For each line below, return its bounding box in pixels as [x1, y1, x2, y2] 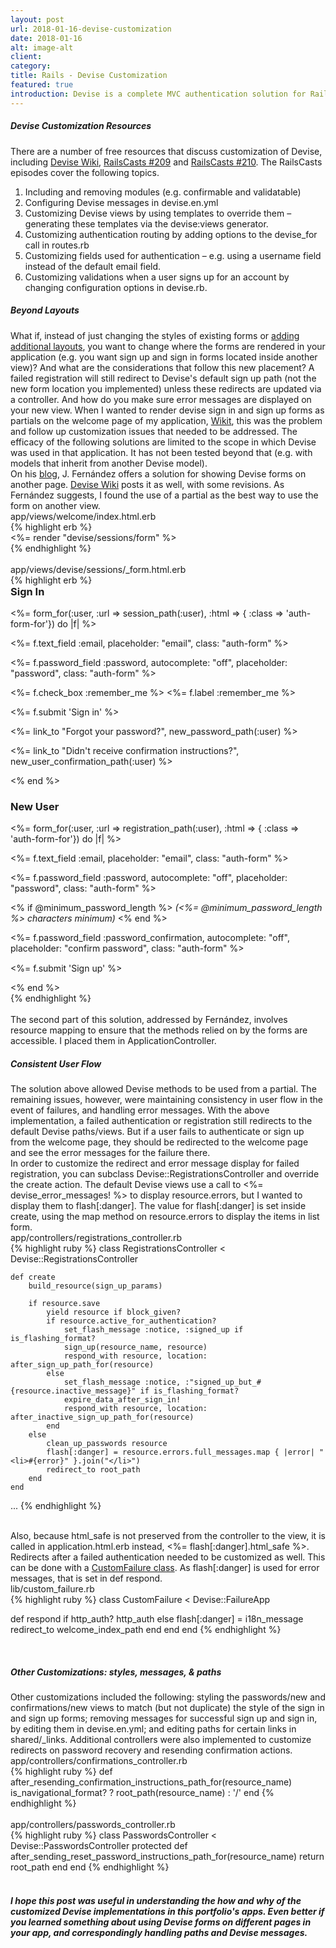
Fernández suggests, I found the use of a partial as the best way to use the [10, 489, 319, 501]
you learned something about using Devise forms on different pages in [10, 1916, 312, 1928]
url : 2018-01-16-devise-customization [10, 24, 172, 34]
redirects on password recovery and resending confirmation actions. [10, 1744, 293, 1756]
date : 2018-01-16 [10, 33, 83, 43]
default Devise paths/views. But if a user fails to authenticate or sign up [10, 1126, 305, 1138]
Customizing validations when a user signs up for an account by [24, 271, 290, 283]
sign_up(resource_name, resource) [63, 1342, 208, 1353]
